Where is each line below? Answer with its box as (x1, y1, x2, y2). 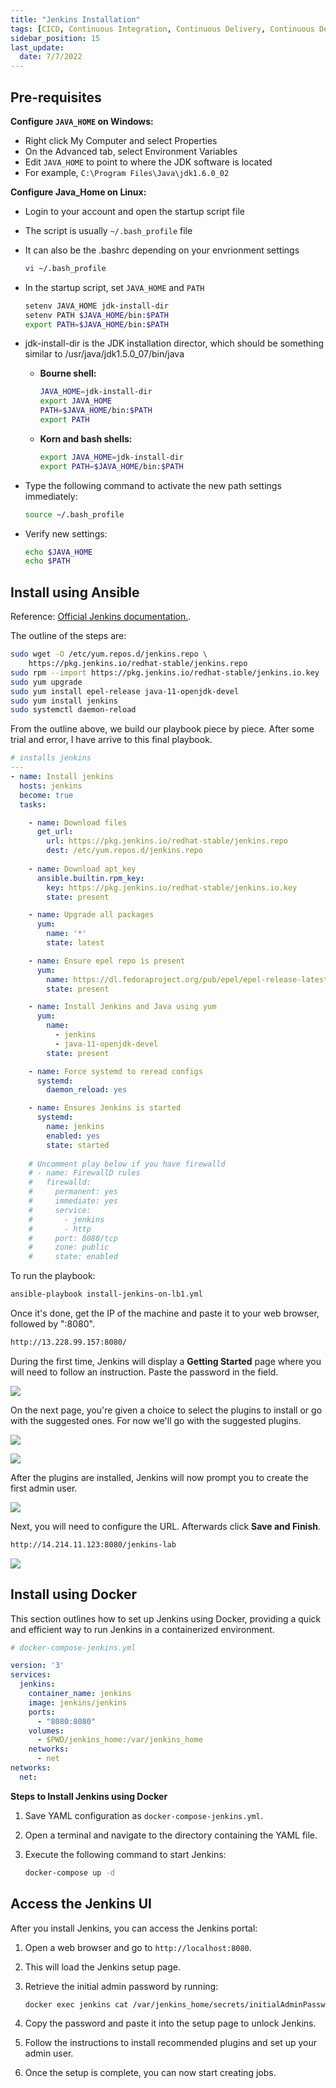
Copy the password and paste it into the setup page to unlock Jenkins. (24, 2017, 317, 2030)
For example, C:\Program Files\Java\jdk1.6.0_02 (24, 166, 230, 178)
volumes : (28, 1726, 65, 1736)
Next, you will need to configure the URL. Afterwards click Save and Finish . (10, 1520, 322, 1532)
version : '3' (10, 1661, 65, 1671)
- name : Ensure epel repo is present (28, 956, 186, 966)
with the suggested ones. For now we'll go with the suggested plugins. (10, 1414, 302, 1426)
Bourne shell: (39, 367, 97, 380)
